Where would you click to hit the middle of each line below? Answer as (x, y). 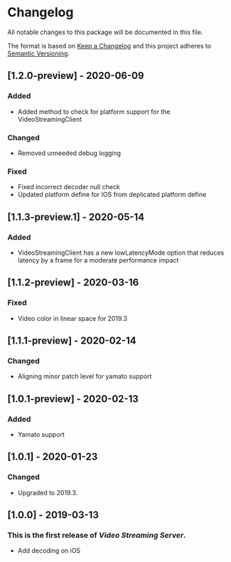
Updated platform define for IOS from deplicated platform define (112, 195)
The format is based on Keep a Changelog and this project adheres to (109, 46)
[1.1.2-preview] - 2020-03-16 (73, 283)
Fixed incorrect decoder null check (69, 187)
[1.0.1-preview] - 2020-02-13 (73, 399)
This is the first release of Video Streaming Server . (97, 535)
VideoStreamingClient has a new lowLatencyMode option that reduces (121, 253)
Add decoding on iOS (49, 551)
